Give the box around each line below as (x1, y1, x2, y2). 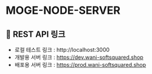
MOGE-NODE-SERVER (5, 4, 121, 17)
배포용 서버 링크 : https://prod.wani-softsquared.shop (14, 61, 147, 68)
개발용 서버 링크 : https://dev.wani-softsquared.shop (14, 54, 143, 61)
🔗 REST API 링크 (5, 29, 66, 39)
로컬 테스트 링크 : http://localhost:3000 (14, 46, 110, 53)
